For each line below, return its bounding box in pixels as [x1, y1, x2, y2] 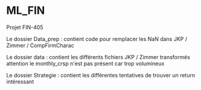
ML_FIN [6, 4, 45, 18]
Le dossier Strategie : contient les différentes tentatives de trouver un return [6, 71, 195, 79]
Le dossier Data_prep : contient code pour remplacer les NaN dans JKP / [6, 35, 187, 42]
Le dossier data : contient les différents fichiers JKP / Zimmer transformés [6, 53, 190, 60]
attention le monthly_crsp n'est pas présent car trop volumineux [6, 60, 165, 67]
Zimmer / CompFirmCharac [6, 42, 74, 49]
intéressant [6, 78, 34, 85]
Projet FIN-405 [6, 24, 43, 31]
